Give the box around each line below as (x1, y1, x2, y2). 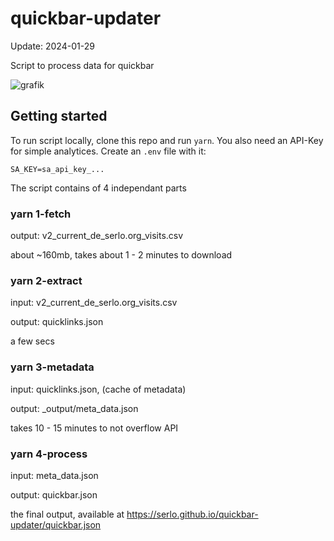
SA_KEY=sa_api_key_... (10, 164, 105, 174)
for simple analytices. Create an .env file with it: (10, 145, 207, 157)
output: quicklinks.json (10, 316, 104, 328)
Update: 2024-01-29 (10, 40, 95, 52)
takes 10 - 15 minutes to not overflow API (10, 422, 179, 434)
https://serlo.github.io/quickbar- (126, 508, 259, 520)
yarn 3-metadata (10, 360, 95, 374)
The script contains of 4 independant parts (10, 182, 187, 194)
